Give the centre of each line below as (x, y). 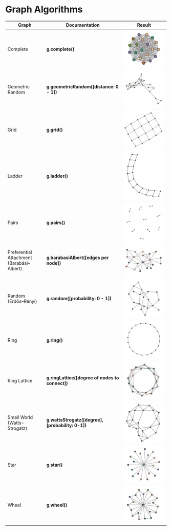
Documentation (83, 25)
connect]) (57, 383)
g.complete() (60, 49)
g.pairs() (56, 223)
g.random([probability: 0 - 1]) (79, 299)
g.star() (55, 465)
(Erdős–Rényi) (22, 301)
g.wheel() (57, 505)
